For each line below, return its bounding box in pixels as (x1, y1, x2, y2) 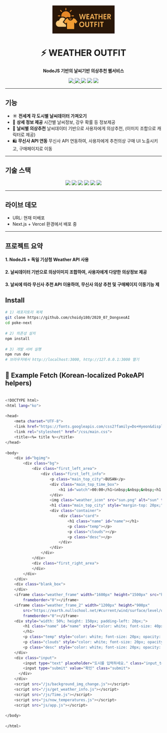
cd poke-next (5, 320, 32, 325)
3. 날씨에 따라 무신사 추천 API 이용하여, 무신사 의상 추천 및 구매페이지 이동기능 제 (5, 281, 160, 287)
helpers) (5, 379, 32, 387)
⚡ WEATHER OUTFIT (40, 47, 127, 59)
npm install (5, 336, 30, 341)
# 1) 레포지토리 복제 (5, 310, 43, 315)
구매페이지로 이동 (19, 146, 53, 151)
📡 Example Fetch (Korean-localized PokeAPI (5, 371, 144, 379)
